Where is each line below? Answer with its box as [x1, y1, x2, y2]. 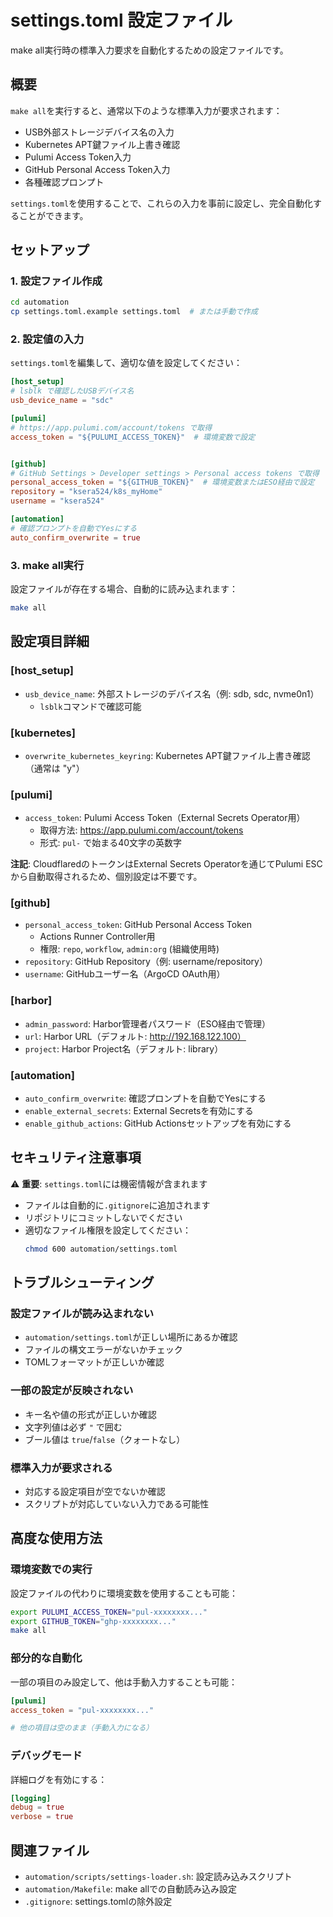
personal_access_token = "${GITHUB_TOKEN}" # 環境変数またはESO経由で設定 [10, 477, 315, 488]
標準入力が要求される [10, 1461, 113, 1475]
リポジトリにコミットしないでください [24, 1211, 183, 1223]
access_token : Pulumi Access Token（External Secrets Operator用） [24, 812, 306, 824]
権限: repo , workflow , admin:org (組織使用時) [39, 943, 220, 955]
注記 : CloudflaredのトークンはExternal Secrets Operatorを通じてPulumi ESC [10, 858, 323, 870]
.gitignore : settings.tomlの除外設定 [24, 1896, 173, 1908]
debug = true [10, 1802, 65, 1813]
